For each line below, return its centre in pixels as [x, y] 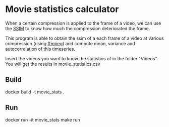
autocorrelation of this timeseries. [40, 49]
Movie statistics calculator [62, 9]
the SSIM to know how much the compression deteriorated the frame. [78, 28]
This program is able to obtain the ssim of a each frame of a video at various [84, 38]
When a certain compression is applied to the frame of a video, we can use [83, 23]
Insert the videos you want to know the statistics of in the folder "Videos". [82, 58]
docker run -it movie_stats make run [43, 119]
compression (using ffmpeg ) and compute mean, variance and [70, 43]
